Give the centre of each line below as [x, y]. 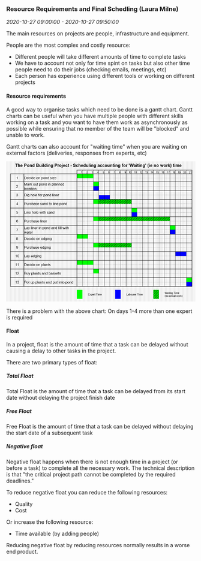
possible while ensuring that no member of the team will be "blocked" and [98, 128]
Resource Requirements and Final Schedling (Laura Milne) [92, 9]
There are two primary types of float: [52, 362]
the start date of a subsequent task [49, 433]
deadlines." [20, 481]
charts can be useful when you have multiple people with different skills [95, 116]
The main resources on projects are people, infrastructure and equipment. [98, 34]
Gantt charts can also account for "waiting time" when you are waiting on [97, 146]
